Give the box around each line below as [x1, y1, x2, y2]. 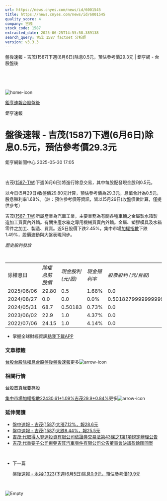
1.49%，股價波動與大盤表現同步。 [5, 232, 75, 238]
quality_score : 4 [5, 16, 41, 21]
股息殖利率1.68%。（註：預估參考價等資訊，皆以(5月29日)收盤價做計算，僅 [5, 196, 158, 202]
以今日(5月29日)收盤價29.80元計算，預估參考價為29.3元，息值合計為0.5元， [5, 190, 162, 196]
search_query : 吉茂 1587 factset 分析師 [5, 35, 86, 40]
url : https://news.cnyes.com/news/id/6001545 [5, 7, 101, 12]
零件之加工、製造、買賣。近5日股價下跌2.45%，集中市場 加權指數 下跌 [5, 225, 148, 231]
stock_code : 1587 [5, 26, 41, 31]
